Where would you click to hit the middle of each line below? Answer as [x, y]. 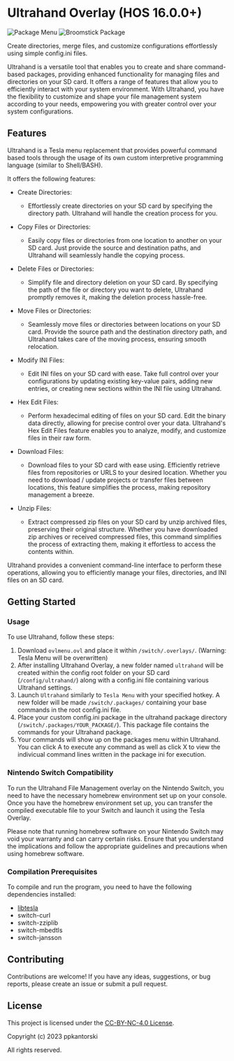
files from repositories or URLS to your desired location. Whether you [127, 472]
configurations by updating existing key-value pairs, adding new [120, 381]
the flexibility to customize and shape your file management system [104, 97]
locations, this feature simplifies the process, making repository [119, 487]
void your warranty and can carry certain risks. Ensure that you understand [116, 839]
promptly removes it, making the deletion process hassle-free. [117, 297]
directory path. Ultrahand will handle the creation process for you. [123, 213]
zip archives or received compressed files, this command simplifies [125, 536]
